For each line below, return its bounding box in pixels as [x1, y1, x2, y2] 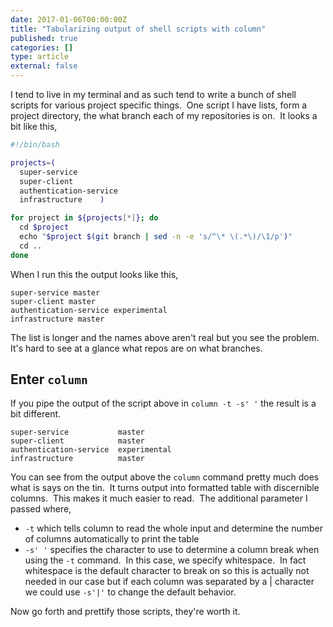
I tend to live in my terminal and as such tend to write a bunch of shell [10, 89, 297, 100]
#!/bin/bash [10, 140, 60, 150]
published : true [10, 33, 78, 43]
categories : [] [10, 42, 74, 53]
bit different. [10, 408, 62, 420]
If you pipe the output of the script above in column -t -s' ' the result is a [10, 397, 317, 410]
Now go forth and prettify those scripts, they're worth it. [10, 606, 241, 618]
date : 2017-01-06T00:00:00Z [10, 14, 128, 25]
